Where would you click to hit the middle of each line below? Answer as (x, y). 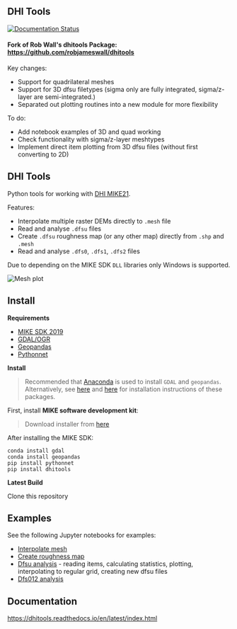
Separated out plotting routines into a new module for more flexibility (117, 105)
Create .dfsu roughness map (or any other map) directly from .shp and (121, 236)
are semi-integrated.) (64, 97)
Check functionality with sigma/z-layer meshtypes (91, 139)
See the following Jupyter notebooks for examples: (82, 535)
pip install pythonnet (41, 463)
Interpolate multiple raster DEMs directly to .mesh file (94, 221)
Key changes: (27, 68)
